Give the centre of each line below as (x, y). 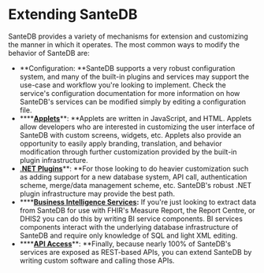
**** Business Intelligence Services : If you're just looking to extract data (138, 201)
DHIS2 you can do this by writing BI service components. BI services (131, 219)
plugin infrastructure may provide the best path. (97, 194)
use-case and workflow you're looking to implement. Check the (123, 85)
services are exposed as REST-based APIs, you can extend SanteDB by (136, 252)
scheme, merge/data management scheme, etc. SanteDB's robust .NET (136, 185)
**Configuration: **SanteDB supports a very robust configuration (127, 68)
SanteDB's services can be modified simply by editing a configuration (133, 101)
